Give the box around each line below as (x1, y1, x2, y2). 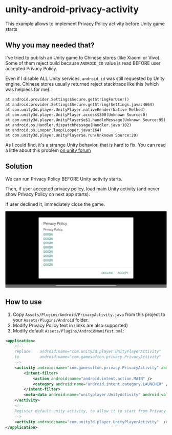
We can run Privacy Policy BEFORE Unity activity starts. (5, 175, 123, 182)
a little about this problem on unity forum (5, 147, 91, 153)
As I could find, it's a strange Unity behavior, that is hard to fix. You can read (5, 142, 166, 148)
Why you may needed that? (5, 41, 95, 50)
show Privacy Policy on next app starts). (5, 191, 91, 197)
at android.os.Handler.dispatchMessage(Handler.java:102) (5, 122, 132, 128)
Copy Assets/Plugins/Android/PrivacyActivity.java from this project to (12, 311, 165, 318)
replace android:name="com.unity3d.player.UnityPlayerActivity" (14, 349, 161, 354)
